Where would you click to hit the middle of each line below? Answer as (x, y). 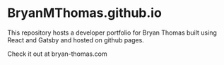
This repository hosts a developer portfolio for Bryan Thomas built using (112, 32)
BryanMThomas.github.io (85, 13)
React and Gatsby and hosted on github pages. (76, 40)
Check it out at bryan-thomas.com (57, 54)
